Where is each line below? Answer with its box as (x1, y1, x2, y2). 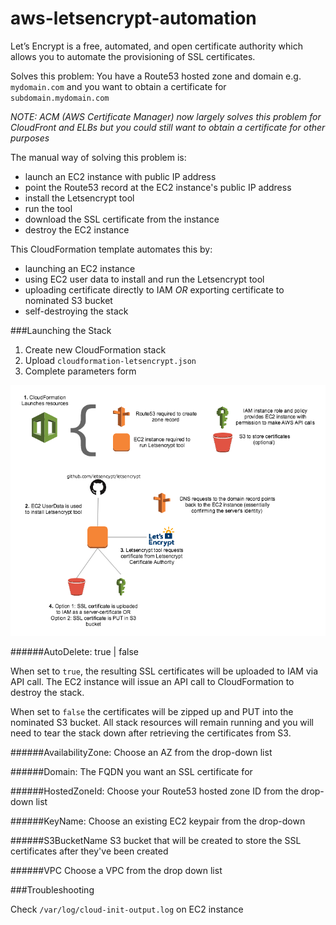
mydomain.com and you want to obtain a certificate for (10, 80, 227, 92)
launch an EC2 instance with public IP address (24, 170, 217, 182)
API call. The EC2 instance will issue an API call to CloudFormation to (10, 675, 295, 687)
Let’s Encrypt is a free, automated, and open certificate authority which (10, 40, 303, 52)
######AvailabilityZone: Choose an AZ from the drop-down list (10, 746, 273, 758)
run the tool (24, 202, 73, 214)
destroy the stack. (10, 686, 85, 698)
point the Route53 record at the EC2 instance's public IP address (24, 181, 292, 193)
